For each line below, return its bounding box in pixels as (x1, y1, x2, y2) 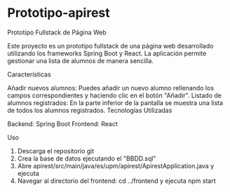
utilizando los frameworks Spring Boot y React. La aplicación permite (7, 49, 207, 57)
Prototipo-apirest (7, 5, 110, 21)
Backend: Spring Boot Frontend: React (7, 119, 118, 128)
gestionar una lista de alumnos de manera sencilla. (7, 56, 154, 64)
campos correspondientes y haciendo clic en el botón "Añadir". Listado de (7, 91, 222, 100)
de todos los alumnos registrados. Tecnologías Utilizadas (7, 106, 172, 114)
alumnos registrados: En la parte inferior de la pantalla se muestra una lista (7, 98, 223, 107)
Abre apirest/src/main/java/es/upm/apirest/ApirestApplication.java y (17, 161, 215, 170)
